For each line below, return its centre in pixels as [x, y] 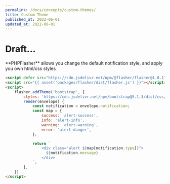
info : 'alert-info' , [63, 120]
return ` [41, 143]
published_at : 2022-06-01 [32, 19]
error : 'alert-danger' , [67, 130]
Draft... [20, 49]
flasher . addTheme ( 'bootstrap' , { [50, 92]
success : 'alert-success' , [70, 116]
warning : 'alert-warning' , [70, 125]
